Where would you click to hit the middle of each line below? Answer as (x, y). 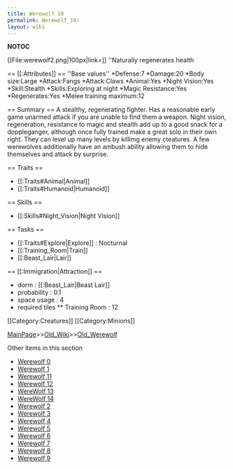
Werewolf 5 (34, 428)
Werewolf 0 (34, 362)
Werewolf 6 (34, 436)
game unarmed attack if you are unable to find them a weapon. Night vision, (117, 117)
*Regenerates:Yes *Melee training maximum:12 (76, 96)
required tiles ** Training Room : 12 (68, 307)
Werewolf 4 (34, 421)
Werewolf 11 (35, 377)
